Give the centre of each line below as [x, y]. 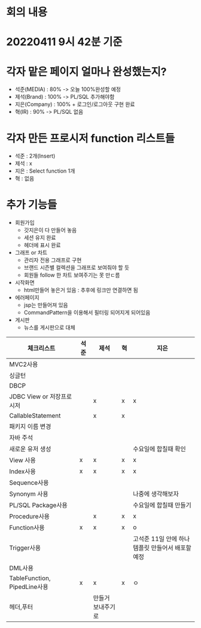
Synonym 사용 [29, 494]
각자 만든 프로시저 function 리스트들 [91, 138]
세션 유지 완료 [40, 238]
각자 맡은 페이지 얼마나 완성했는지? [86, 72]
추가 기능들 [32, 205]
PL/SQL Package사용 [38, 505]
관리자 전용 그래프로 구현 [53, 260]
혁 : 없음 [25, 179]
